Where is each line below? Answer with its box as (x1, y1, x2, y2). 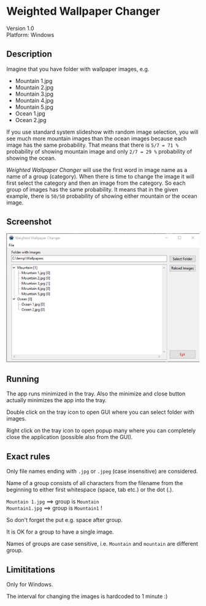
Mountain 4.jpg (15, 96, 54, 104)
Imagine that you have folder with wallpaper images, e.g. (6, 65, 150, 72)
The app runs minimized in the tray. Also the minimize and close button (6, 390, 186, 397)
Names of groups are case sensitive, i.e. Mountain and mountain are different (6, 540, 198, 548)
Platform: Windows (6, 31, 55, 38)
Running (6, 373, 40, 384)
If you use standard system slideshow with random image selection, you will (6, 128, 199, 136)
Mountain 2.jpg (15, 84, 54, 91)
